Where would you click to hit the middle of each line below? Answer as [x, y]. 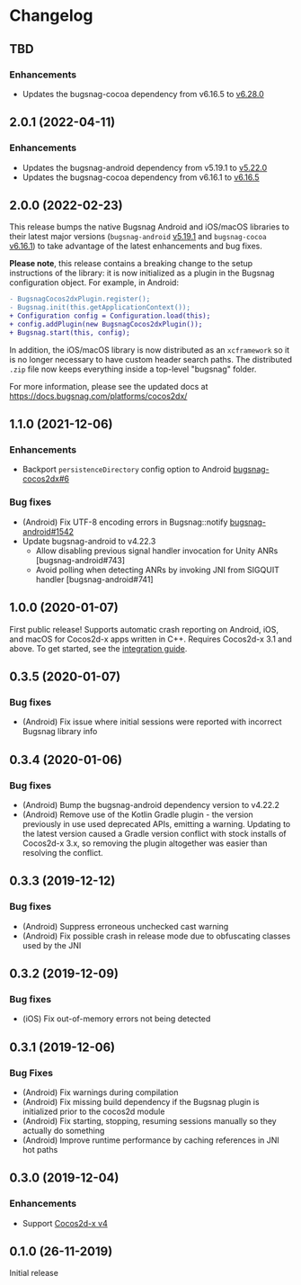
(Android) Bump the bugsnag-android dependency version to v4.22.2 [151, 804]
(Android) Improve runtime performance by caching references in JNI [151, 1140]
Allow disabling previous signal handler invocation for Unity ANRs [157, 551]
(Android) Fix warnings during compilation [100, 1092]
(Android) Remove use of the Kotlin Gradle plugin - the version [137, 814]
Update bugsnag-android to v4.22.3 [89, 541]
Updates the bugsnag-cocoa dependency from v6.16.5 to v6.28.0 [143, 94]
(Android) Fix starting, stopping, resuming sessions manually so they [149, 1120]
